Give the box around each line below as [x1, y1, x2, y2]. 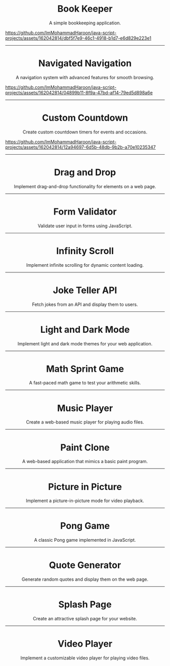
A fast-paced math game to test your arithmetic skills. [29, 380, 141, 386]
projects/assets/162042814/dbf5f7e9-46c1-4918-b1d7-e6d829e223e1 [5, 35, 152, 41]
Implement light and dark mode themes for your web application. [17, 340, 153, 346]
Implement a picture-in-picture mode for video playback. [26, 498, 144, 504]
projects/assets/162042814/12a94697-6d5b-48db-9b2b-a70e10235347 [5, 144, 156, 150]
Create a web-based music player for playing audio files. [26, 419, 144, 425]
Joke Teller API [53, 285, 117, 296]
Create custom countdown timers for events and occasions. [22, 129, 148, 135]
